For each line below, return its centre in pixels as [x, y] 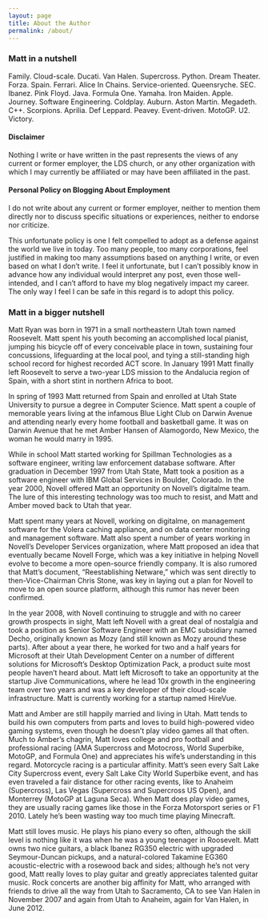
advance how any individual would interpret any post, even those [116, 275]
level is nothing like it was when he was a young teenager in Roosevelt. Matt [134, 840]
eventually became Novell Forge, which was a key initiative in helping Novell [134, 555]
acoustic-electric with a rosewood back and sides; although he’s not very [129, 865]
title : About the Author [50, 23]
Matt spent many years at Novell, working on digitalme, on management [127, 521]
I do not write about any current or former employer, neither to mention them [134, 208]
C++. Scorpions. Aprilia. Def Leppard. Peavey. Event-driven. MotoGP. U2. [129, 110]
